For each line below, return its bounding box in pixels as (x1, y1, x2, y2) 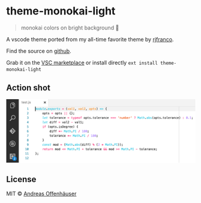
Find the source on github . (6, 47, 71, 55)
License (6, 174, 37, 184)
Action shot (6, 83, 51, 93)
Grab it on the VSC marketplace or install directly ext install (6, 59, 158, 66)
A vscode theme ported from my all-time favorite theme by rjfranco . (6, 35, 174, 43)
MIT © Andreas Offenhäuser (6, 190, 77, 198)
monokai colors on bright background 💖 (20, 24, 119, 31)
